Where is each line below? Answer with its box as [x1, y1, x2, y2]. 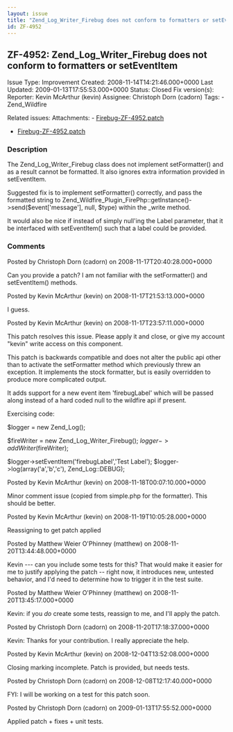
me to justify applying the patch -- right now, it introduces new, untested [7, 567, 214, 576]
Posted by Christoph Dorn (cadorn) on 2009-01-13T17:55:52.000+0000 [7, 703, 212, 712]
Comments [7, 241, 45, 251]
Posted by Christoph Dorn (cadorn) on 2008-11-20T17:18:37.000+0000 [7, 623, 209, 631]
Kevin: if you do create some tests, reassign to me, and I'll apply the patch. [7, 609, 221, 617]
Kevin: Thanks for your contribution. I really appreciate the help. [7, 636, 189, 644]
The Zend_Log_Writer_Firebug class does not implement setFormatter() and [7, 161, 224, 169]
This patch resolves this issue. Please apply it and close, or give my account [7, 332, 225, 341]
